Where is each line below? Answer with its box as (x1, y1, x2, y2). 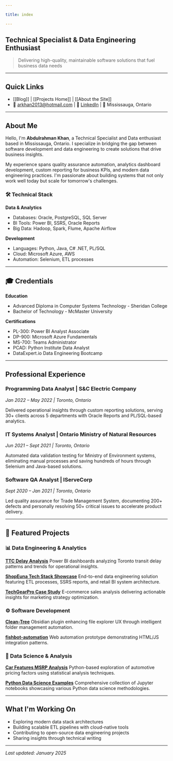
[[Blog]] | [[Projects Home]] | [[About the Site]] (12, 96, 112, 102)
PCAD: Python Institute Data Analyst (12, 345, 90, 351)
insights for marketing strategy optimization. (5, 594, 99, 600)
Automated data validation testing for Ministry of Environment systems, (5, 452, 156, 458)
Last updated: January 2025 (5, 750, 66, 756)
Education (5, 293, 28, 299)
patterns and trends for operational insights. (5, 563, 99, 570)
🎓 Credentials (5, 276, 54, 286)
